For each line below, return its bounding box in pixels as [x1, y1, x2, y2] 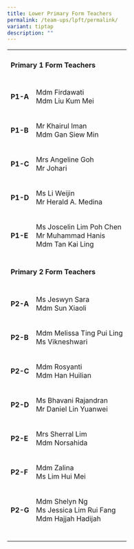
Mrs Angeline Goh [36, 155, 94, 164]
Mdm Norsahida [36, 438, 88, 447]
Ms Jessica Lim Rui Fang [36, 505, 116, 514]
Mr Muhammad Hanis [36, 231, 105, 240]
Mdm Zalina [36, 463, 74, 472]
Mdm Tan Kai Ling [36, 239, 94, 249]
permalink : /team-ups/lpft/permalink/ [7, 17, 118, 23]
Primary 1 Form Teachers [10, 60, 96, 70]
